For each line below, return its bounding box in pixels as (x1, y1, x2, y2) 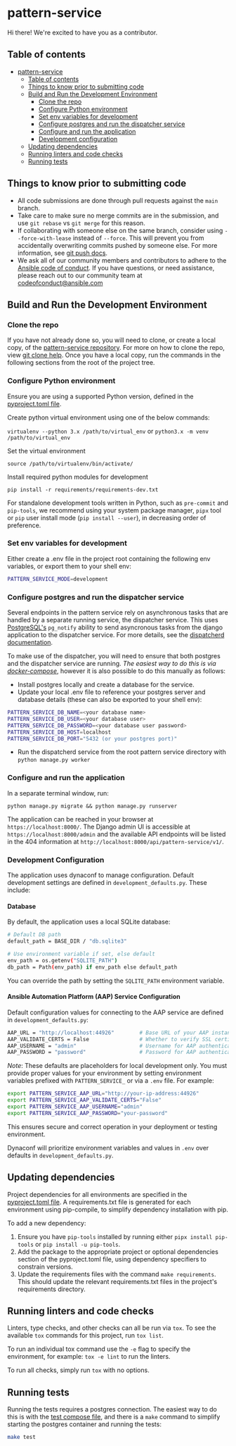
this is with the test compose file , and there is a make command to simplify (7, 1413, 221, 1421)
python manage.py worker (17, 757, 91, 764)
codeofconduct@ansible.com (17, 278, 103, 287)
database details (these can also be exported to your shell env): (17, 696, 202, 704)
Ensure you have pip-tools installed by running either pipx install (17, 1232, 213, 1240)
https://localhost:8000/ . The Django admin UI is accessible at (7, 822, 191, 831)
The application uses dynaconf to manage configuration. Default (7, 871, 195, 879)
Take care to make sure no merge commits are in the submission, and (17, 211, 219, 220)
